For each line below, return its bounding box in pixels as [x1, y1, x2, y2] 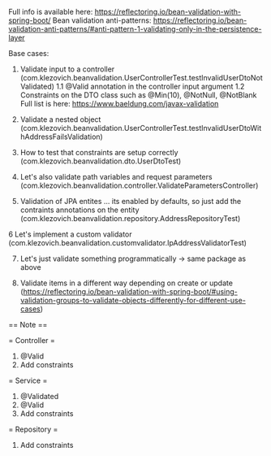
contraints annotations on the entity [19, 205, 140, 215]
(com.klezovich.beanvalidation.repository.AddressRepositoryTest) [19, 214, 241, 223]
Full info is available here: [8, 7, 93, 16]
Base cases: [8, 49, 49, 58]
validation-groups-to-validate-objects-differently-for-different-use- [19, 296, 246, 305]
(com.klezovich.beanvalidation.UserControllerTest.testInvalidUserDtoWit [19, 124, 262, 132]
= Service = [8, 376, 48, 385]
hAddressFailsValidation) [19, 132, 103, 141]
